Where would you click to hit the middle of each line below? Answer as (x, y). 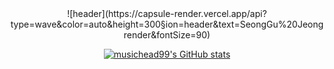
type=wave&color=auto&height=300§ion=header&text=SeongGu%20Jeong (167, 24)
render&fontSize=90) (167, 35)
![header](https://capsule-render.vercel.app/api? (167, 13)
